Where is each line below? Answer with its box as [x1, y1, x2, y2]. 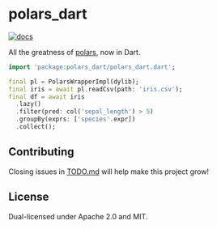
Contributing [8, 145, 74, 159]
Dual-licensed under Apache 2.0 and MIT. [8, 211, 148, 221]
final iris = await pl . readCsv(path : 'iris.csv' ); [8, 85, 183, 93]
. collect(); [15, 123, 57, 131]
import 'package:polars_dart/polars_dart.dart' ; [8, 62, 176, 71]
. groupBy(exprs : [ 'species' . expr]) [15, 115, 136, 124]
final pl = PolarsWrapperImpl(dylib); [8, 78, 139, 86]
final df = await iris [8, 92, 85, 101]
